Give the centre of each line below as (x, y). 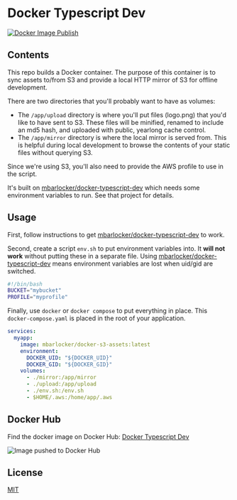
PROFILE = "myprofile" (38, 297)
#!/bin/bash (25, 284)
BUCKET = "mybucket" (34, 290)
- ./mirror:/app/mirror (61, 378)
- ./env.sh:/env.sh (55, 391)
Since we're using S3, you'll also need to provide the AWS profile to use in (115, 166)
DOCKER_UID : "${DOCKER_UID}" (69, 358)
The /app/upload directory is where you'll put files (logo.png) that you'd (122, 114)
